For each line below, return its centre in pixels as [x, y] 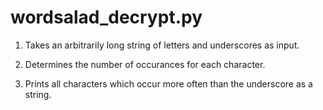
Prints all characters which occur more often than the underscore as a [168, 83]
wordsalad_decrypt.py [106, 17]
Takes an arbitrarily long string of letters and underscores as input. [162, 45]
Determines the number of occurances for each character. [145, 64]
